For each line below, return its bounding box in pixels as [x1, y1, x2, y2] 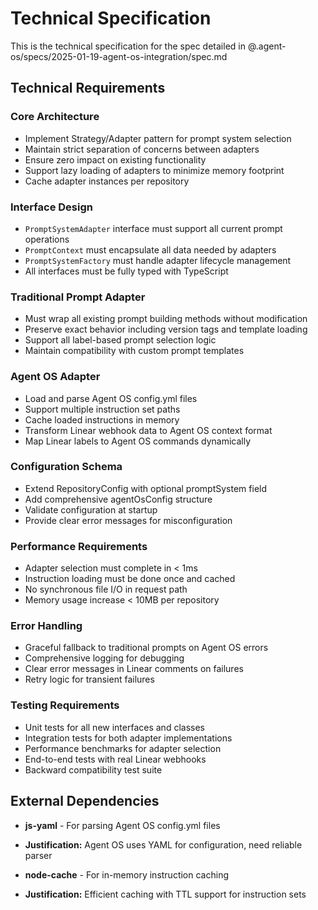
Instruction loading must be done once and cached [24, 573, 236, 585]
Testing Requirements [10, 698, 120, 712]
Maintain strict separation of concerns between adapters [24, 143, 260, 155]
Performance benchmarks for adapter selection [24, 742, 222, 754]
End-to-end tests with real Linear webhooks [24, 753, 207, 765]
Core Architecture [10, 110, 100, 124]
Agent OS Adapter [10, 370, 101, 384]
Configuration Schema [10, 460, 123, 474]
